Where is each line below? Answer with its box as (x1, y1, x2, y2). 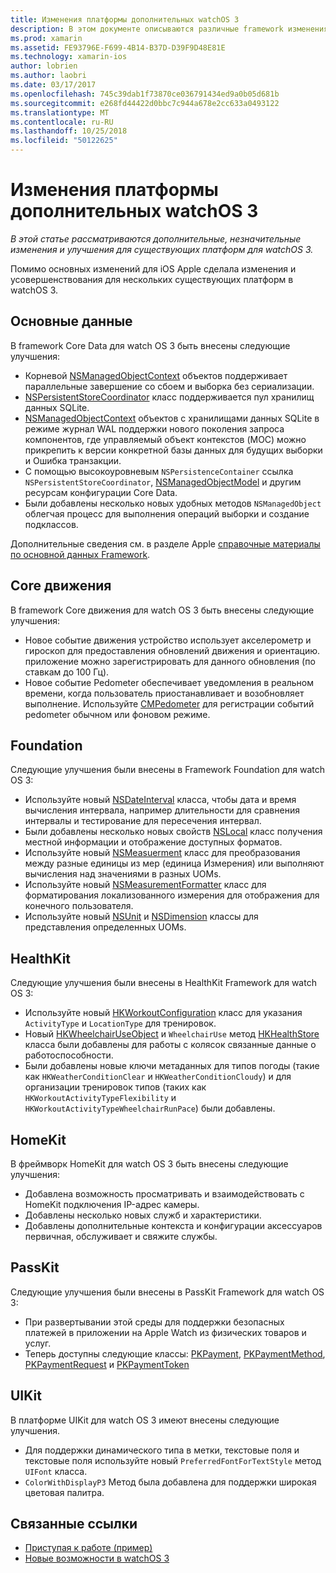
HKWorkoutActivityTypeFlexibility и (24, 1092, 177, 1104)
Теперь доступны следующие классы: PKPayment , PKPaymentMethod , (24, 1347, 326, 1360)
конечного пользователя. (24, 900, 134, 912)
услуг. (24, 1337, 52, 1349)
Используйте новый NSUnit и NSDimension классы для (24, 911, 259, 923)
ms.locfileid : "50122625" (10, 136, 118, 146)
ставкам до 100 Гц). (24, 666, 110, 678)
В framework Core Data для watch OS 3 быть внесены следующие (10, 339, 291, 351)
